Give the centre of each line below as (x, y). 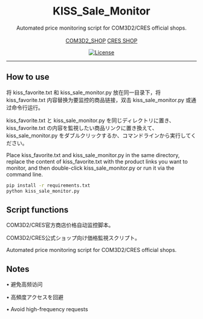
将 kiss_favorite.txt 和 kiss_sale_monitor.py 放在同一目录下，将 (84, 92)
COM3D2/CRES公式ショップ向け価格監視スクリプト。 (73, 238)
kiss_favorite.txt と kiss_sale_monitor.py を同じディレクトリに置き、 (90, 120)
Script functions (37, 210)
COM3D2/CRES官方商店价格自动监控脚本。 (60, 225)
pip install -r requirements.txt (48, 185)
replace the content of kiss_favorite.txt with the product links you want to (97, 161)
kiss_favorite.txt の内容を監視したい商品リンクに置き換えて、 (82, 127)
